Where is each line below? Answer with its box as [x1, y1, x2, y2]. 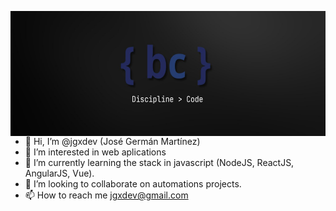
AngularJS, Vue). [24, 167, 95, 179]
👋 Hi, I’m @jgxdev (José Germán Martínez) [24, 136, 201, 147]
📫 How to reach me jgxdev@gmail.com [24, 189, 189, 201]
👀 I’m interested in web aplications [24, 146, 167, 158]
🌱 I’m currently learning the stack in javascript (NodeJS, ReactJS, [24, 157, 295, 168]
